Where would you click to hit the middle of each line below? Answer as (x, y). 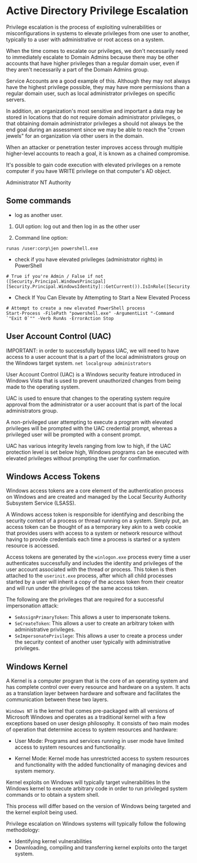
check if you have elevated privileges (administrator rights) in (89, 259)
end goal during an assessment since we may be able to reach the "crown (96, 130)
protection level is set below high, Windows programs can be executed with (98, 452)
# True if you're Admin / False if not (55, 276)
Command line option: (41, 237)
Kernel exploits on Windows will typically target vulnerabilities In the (88, 782)
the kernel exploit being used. (42, 813)
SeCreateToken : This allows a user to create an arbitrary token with (94, 623)
